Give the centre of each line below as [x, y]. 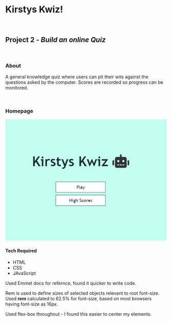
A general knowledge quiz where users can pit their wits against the [77, 77]
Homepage [19, 111]
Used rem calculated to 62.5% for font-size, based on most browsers [79, 298]
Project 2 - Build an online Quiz [56, 40]
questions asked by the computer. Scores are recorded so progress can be [84, 82]
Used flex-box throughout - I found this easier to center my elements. [79, 314]
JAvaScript [24, 273]
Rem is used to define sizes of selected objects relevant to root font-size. [82, 293]
